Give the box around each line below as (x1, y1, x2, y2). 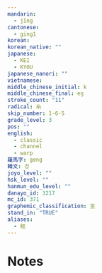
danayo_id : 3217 (7, 190, 55, 197)
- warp (13, 150, 33, 157)
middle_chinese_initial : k (7, 83, 87, 91)
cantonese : (7, 24, 40, 31)
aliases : (7, 216, 33, 223)
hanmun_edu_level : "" (7, 182, 72, 190)
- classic (13, 136, 42, 143)
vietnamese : (7, 76, 42, 84)
